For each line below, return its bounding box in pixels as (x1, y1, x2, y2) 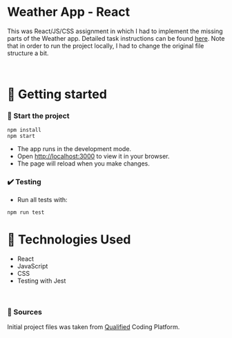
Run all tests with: (17, 195, 68, 203)
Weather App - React (7, 4, 130, 20)
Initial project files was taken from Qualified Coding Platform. (7, 322, 180, 331)
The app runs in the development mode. (17, 145, 132, 153)
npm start (7, 132, 36, 140)
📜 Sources (7, 307, 43, 317)
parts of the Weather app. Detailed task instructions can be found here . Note (7, 34, 225, 42)
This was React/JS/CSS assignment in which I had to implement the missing (7, 27, 223, 35)
